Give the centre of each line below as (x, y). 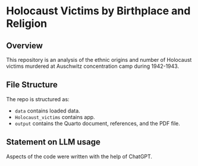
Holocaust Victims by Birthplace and (98, 11)
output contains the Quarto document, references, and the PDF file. (97, 123)
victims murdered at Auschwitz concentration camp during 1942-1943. (93, 66)
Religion (27, 24)
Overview (25, 46)
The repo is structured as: (38, 99)
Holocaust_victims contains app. (55, 117)
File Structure (32, 85)
